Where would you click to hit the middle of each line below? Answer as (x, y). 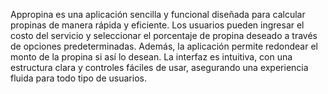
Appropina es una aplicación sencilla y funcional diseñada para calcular (158, 14)
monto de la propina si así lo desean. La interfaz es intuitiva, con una (151, 57)
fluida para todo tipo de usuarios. (78, 78)
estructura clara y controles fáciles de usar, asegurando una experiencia (159, 67)
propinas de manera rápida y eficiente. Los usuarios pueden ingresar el (157, 25)
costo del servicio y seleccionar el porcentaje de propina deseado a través (164, 35)
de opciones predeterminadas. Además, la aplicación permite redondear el (164, 46)
